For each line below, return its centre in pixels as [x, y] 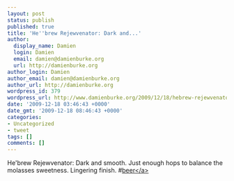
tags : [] [20, 136]
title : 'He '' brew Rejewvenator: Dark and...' [74, 33]
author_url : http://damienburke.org [60, 85]
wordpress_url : [29, 98]
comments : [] [26, 143]
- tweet [18, 130]
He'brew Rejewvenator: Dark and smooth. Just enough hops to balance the [115, 163]
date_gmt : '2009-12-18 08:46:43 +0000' [65, 111]
